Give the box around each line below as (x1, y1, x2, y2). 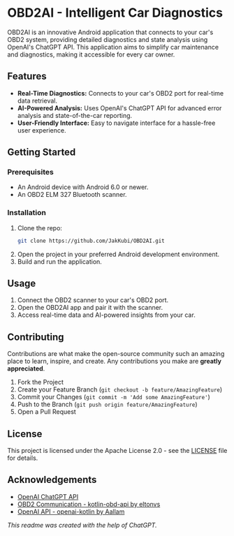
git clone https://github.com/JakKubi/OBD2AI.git (17, 237, 166, 244)
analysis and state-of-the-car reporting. (17, 111, 133, 119)
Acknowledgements (7, 474, 97, 486)
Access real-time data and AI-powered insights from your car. (17, 311, 196, 319)
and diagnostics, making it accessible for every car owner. (7, 50, 175, 59)
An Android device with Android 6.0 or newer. (17, 183, 149, 191)
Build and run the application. (17, 257, 103, 266)
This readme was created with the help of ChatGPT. (7, 521, 157, 529)
